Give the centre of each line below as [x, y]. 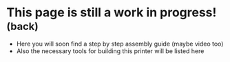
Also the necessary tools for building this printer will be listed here [110, 51]
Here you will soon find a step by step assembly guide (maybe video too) [120, 44]
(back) [22, 26]
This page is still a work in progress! [112, 13]
